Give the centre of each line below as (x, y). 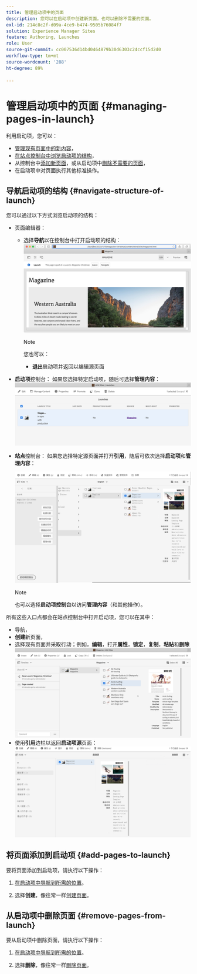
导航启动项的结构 (37, 191)
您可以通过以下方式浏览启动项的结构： (52, 215)
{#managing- (134, 106)
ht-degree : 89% (25, 68)
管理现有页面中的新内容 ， (45, 148)
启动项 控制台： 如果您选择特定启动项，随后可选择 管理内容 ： (87, 379)
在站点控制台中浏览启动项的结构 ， (56, 156)
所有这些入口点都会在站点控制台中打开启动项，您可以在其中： (81, 617)
